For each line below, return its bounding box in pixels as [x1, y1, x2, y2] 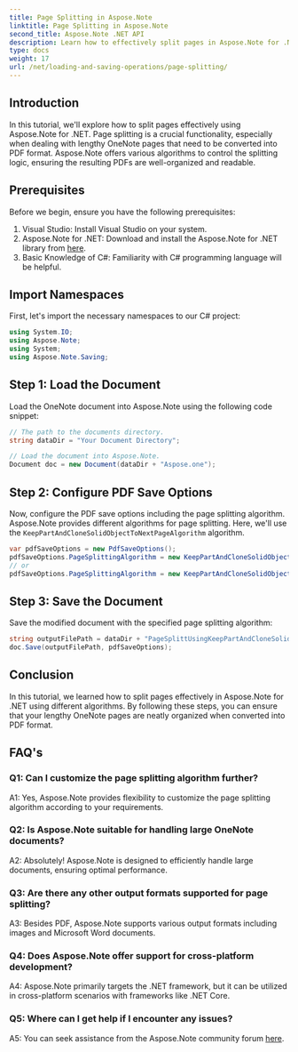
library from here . [21, 242, 87, 253]
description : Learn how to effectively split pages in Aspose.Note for [9, 37, 279, 47]
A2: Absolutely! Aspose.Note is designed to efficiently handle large [9, 855, 254, 865]
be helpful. [21, 261, 62, 272]
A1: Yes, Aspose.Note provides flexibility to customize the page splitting [9, 792, 271, 803]
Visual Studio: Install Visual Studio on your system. [21, 223, 208, 234]
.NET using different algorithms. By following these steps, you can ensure [9, 700, 278, 711]
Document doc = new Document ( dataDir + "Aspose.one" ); [9, 460, 216, 470]
